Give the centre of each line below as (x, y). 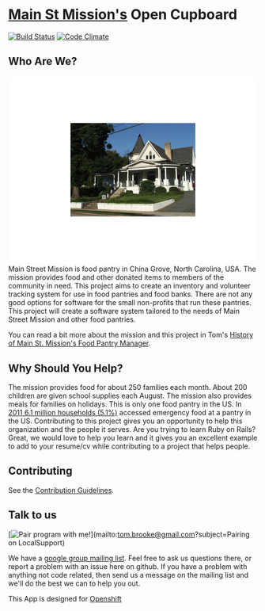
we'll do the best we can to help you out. (74, 583)
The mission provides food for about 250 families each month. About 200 (128, 387)
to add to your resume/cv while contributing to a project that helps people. (129, 446)
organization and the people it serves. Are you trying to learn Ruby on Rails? (132, 429)
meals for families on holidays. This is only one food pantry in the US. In (125, 404)
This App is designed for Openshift (65, 598)
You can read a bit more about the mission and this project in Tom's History (131, 335)
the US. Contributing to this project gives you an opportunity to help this (125, 421)
